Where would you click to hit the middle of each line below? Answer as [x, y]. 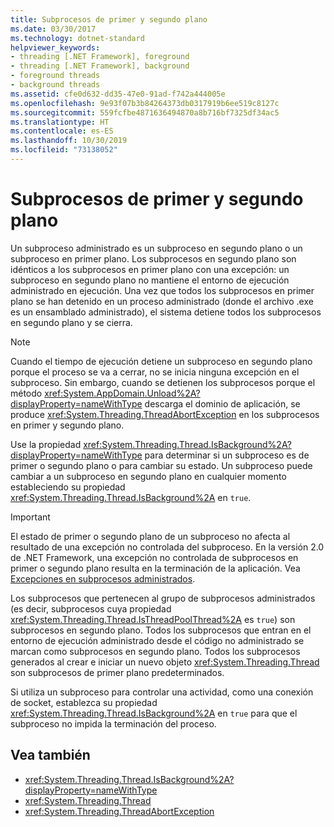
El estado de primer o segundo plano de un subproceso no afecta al [150, 536]
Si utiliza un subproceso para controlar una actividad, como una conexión [162, 692]
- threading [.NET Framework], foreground [100, 57]
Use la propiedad [46, 444]
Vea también [50, 755]
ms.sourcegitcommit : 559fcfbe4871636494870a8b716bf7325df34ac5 [145, 112]
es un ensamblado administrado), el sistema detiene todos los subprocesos [166, 312]
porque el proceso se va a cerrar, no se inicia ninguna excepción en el [155, 372]
